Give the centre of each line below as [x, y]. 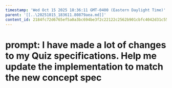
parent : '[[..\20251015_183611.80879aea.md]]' [56, 15]
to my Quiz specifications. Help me [81, 56]
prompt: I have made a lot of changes [86, 45]
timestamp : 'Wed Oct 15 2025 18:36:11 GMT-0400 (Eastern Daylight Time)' [86, 10]
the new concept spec [53, 78]
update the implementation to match [84, 67]
